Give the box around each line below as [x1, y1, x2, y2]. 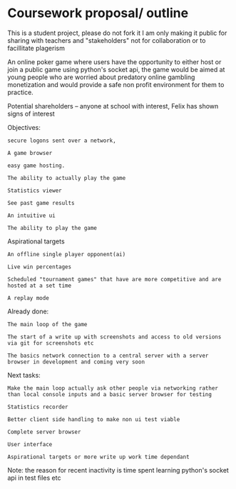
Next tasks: [7, 370, 41, 379]
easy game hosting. [7, 162, 66, 169]
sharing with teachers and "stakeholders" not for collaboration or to [7, 36, 206, 44]
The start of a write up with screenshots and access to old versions [7, 333, 222, 341]
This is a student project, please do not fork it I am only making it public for [7, 29, 227, 37]
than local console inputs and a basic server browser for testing [7, 390, 212, 398]
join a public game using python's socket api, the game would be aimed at [7, 65, 225, 74]
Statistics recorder [7, 403, 69, 410]
